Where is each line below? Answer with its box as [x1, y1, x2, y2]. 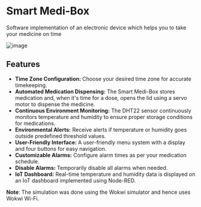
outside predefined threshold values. [14, 132, 106, 139]
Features [6, 59, 40, 69]
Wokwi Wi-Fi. [6, 194, 40, 202]
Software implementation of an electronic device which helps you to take [6, 24, 187, 31]
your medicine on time [6, 30, 62, 37]
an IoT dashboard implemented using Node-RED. [14, 176, 136, 184]
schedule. [14, 157, 40, 165]
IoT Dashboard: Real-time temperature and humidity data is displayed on [14, 171, 196, 178]
